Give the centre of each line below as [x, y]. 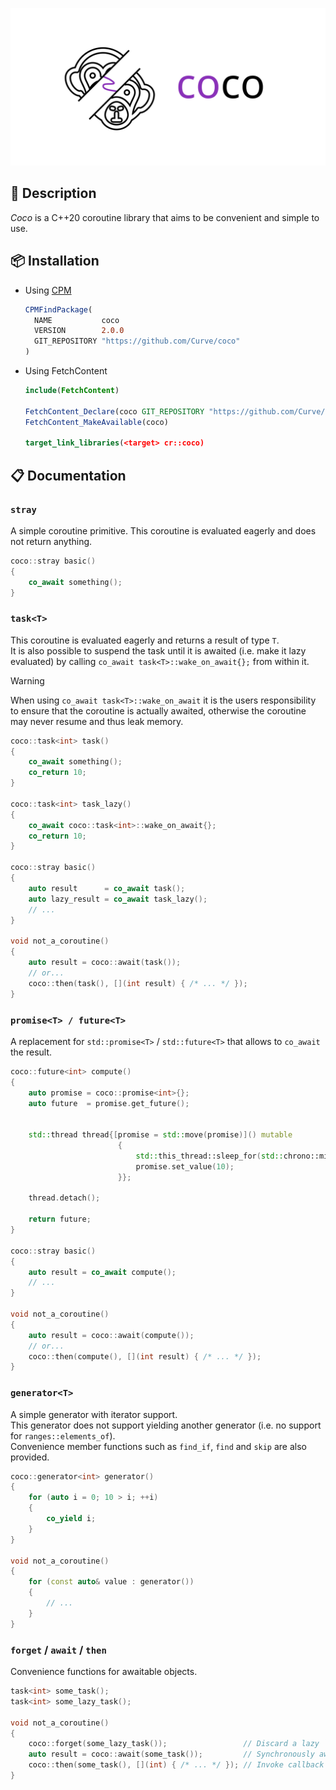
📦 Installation [55, 261]
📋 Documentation [68, 475]
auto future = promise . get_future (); [109, 1103]
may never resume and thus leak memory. [97, 721]
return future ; [60, 1219]
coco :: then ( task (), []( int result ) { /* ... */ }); [138, 983]
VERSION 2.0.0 [79, 331]
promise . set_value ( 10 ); [185, 1166]
